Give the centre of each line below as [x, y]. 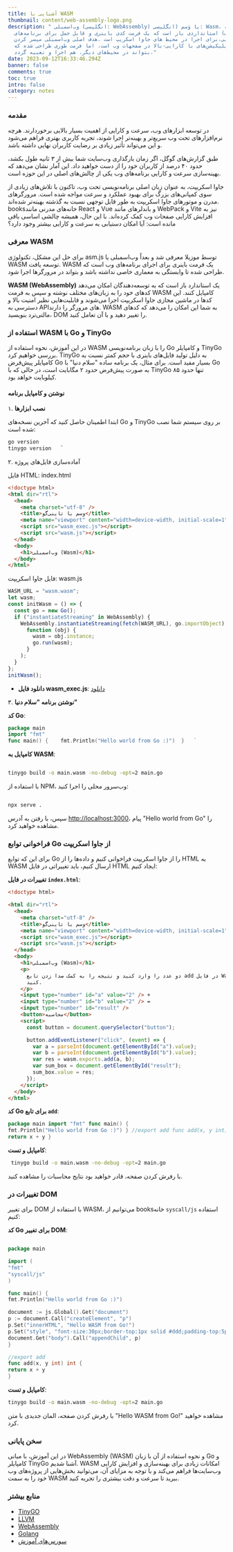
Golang [28, 1533]
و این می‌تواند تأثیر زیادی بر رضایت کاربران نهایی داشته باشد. [85, 145]
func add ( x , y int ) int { [45, 1364]
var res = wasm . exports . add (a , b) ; [84, 1059]
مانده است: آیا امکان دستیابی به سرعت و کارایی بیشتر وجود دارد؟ [92, 223]
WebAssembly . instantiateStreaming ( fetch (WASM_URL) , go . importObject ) [123, 623]
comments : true [30, 71]
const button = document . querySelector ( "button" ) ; [101, 1027]
